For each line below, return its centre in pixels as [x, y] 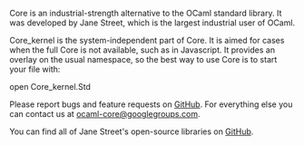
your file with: [35, 69]
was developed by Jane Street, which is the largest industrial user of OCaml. [152, 23]
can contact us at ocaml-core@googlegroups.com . [105, 114]
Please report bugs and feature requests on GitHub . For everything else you [151, 104]
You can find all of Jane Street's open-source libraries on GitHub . [132, 131]
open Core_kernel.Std [50, 87]
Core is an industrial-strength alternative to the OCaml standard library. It [146, 13]
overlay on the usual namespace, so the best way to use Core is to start [143, 59]
